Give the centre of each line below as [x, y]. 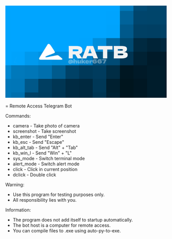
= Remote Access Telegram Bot [39, 106]
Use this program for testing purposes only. [59, 194]
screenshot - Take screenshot [44, 131]
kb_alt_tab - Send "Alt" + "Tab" [45, 147]
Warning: [15, 184]
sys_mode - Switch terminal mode [49, 158]
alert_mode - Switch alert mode [46, 164]
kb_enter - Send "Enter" [38, 137]
